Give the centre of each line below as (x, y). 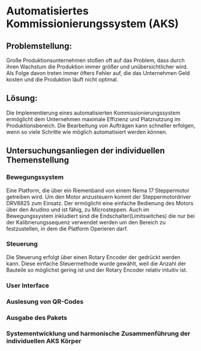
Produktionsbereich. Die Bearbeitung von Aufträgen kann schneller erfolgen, (101, 125)
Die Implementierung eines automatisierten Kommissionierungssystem (93, 113)
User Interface (28, 285)
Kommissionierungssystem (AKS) (92, 24)
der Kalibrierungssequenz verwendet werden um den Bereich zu (86, 222)
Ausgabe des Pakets (37, 317)
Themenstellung (37, 160)
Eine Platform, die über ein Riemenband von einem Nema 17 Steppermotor (98, 190)
